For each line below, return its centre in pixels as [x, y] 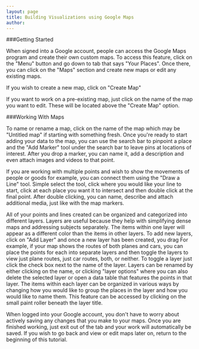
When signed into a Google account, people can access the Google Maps [96, 51]
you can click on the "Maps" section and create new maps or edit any [91, 70]
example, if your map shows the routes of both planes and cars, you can [95, 246]
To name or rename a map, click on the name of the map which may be [93, 129]
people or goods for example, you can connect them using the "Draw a [93, 178]
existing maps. [24, 76]
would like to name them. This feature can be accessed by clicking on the [96, 297]
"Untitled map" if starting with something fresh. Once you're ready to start [97, 135]
